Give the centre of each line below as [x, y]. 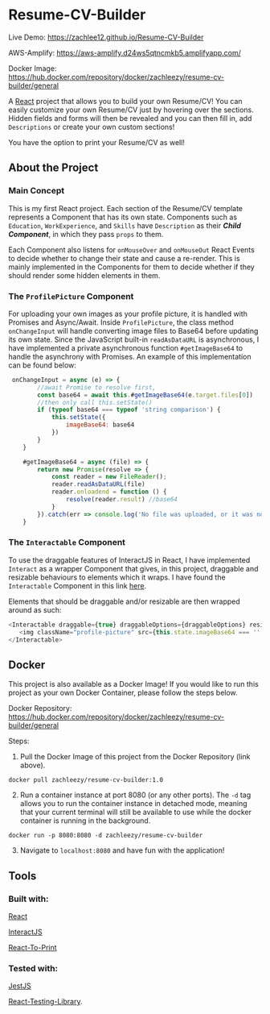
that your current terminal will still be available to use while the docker [135, 812]
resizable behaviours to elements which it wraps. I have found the [117, 577]
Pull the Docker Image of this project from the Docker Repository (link [135, 757]
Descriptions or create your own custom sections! [92, 127]
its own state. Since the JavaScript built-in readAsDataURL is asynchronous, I [134, 339]
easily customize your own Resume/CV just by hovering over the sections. [131, 110]
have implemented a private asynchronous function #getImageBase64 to [126, 347]
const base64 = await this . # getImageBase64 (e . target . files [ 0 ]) [145, 395]
